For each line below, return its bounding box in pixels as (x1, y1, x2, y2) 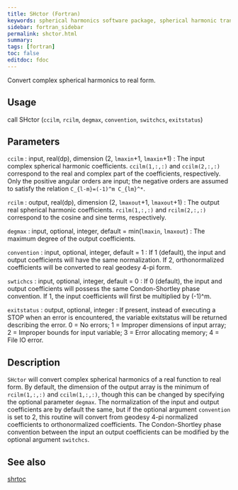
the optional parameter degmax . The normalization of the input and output (7, 398, 220, 406)
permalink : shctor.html (7, 30, 78, 38)
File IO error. (7, 336, 44, 344)
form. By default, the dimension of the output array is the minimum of (7, 383, 210, 392)
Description (7, 356, 60, 368)
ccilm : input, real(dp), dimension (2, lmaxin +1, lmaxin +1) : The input (7, 154, 205, 163)
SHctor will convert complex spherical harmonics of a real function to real (7, 375, 222, 384)
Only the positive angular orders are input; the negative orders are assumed (7, 177, 229, 186)
